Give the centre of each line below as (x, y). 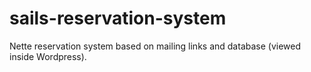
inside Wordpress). (48, 56)
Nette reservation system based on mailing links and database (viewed (155, 46)
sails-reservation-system (118, 18)
